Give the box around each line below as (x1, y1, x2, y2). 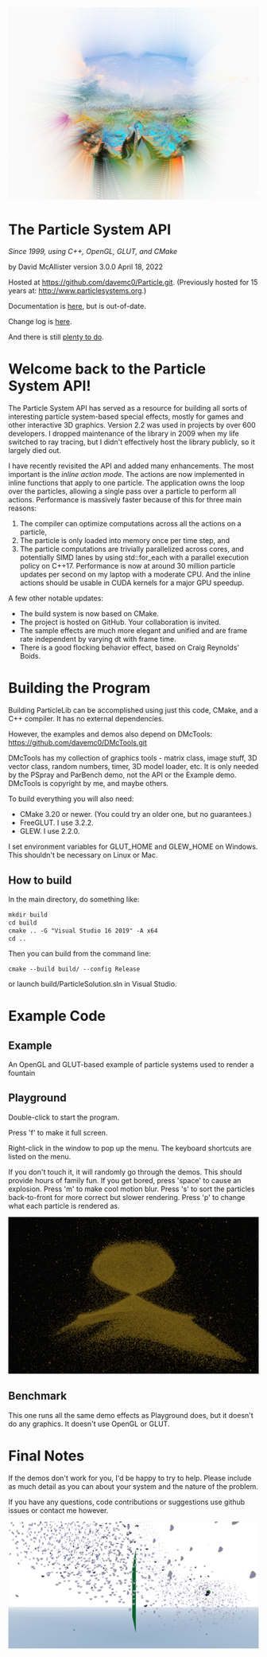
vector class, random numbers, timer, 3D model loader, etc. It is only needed (8, 762, 259, 772)
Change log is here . (8, 317, 73, 326)
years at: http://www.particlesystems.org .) (8, 286, 147, 295)
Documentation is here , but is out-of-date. (8, 302, 147, 311)
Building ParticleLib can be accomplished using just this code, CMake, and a (8, 705, 258, 715)
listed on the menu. (8, 1151, 72, 1161)
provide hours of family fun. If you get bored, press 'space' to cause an (8, 1175, 242, 1185)
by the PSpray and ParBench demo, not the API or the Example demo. (8, 770, 237, 780)
